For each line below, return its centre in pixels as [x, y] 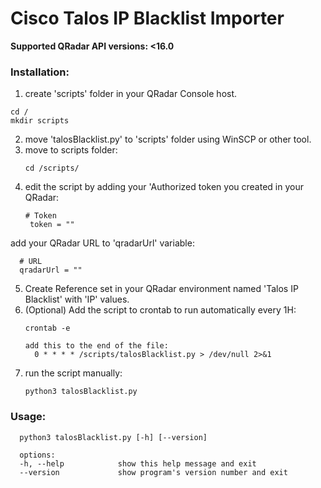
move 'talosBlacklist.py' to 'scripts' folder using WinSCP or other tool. [168, 139]
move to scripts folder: [71, 150]
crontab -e [47, 328]
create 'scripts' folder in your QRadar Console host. [131, 94]
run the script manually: [73, 373]
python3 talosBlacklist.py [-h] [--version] [113, 437]
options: [37, 455]
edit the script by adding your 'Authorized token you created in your [164, 187]
